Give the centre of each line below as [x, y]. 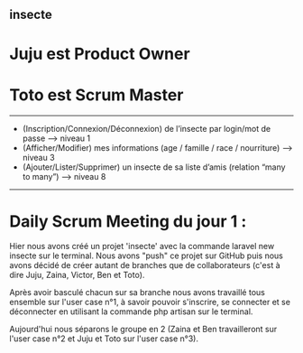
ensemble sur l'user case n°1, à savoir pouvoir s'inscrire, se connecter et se [150, 302]
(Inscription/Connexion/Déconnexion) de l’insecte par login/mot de [147, 128]
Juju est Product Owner [100, 54]
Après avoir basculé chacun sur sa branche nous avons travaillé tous [138, 293]
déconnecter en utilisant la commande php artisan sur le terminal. [131, 311]
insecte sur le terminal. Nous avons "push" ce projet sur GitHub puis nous [147, 255]
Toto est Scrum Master [96, 95]
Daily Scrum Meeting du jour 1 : [128, 221]
